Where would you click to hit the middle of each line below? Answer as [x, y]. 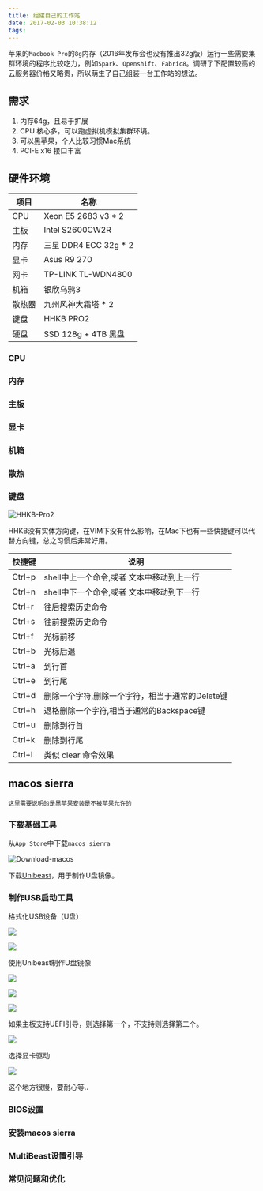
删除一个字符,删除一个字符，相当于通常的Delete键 [136, 696]
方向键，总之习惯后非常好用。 [63, 540]
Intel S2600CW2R [78, 230]
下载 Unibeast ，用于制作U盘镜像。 [64, 875]
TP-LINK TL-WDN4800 [88, 274]
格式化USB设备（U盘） [45, 916]
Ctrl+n [24, 592]
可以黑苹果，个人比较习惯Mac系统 [75, 141]
